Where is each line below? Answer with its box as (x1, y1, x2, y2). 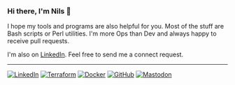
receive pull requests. (7, 37, 70, 45)
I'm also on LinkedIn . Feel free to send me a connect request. (7, 50, 184, 59)
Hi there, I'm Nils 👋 (7, 6, 71, 16)
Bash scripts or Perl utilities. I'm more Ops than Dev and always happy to (7, 29, 217, 38)
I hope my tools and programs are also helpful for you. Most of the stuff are (7, 22, 225, 31)
